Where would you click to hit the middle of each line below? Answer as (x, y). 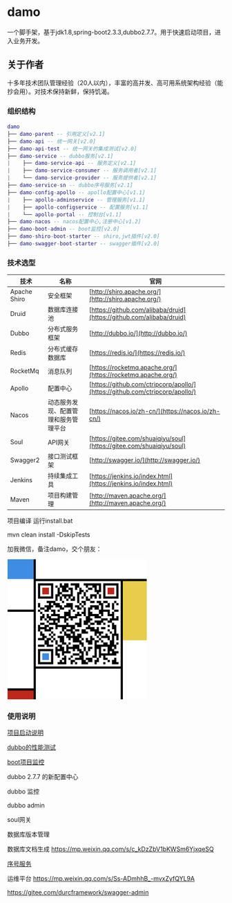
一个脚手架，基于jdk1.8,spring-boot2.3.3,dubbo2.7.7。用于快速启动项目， (111, 32)
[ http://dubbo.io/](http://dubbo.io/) (138, 333)
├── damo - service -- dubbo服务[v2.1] (60, 156)
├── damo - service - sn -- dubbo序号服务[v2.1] (70, 185)
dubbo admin (26, 805)
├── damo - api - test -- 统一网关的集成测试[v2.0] (72, 149)
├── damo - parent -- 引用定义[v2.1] (56, 134)
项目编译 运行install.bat (40, 520)
